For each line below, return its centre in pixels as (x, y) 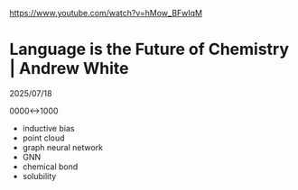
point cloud (43, 138)
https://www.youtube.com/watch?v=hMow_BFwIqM (106, 13)
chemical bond (50, 167)
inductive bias (48, 128)
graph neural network (63, 147)
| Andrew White (69, 69)
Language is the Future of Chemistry (149, 50)
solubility (39, 176)
